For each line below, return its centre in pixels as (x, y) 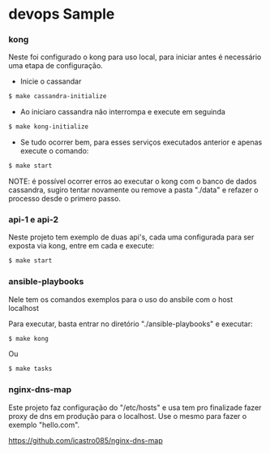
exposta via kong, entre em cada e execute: (81, 246)
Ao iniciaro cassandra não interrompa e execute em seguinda (122, 112)
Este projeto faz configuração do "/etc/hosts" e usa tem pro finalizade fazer (135, 408)
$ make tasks (30, 369)
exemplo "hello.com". (44, 425)
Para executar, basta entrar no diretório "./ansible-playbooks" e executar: (131, 324)
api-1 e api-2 (34, 220)
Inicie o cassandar (51, 81)
